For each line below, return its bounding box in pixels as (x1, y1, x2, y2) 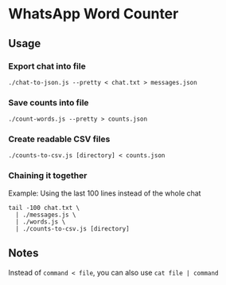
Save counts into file (8, 97, 89, 108)
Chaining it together (8, 170, 88, 181)
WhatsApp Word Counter (8, 5, 179, 23)
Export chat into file (8, 61, 86, 72)
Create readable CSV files (8, 133, 111, 144)
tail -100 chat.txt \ (8, 204, 80, 212)
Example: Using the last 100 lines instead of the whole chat (8, 188, 201, 198)
